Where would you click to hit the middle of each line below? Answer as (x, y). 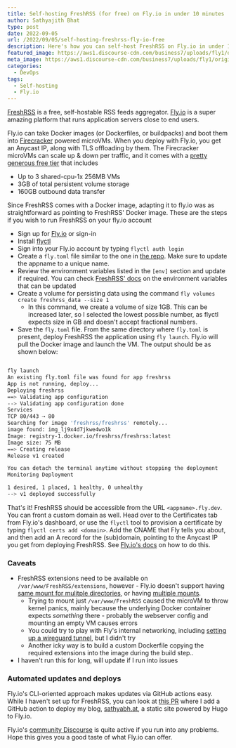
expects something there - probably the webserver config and (118, 616)
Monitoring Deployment (40, 475)
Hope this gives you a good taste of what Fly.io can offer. (90, 737)
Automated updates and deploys (64, 678)
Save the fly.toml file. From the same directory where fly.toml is (113, 329)
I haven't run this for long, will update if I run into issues (98, 660)
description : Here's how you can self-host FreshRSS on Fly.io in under (116, 46)
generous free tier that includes (53, 163)
